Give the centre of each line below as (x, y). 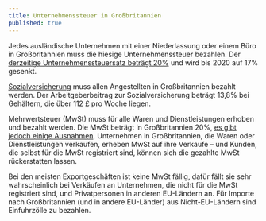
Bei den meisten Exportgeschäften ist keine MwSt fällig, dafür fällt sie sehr (130, 176)
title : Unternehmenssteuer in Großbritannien (85, 16)
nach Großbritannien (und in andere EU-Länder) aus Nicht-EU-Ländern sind (132, 202)
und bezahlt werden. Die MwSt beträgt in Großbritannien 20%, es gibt (122, 127)
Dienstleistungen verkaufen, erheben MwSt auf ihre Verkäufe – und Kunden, (133, 144)
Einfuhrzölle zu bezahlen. (50, 210)
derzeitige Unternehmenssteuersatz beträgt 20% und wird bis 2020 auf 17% (133, 62)
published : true (35, 23)
